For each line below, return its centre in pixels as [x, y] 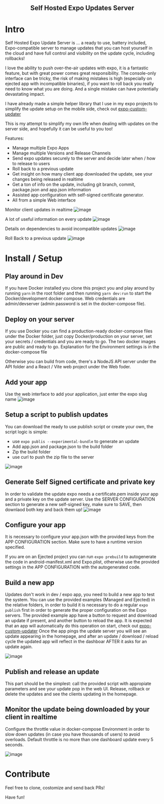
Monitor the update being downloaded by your [77, 709]
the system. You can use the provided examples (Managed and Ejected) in [80, 600]
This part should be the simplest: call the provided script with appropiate [78, 684]
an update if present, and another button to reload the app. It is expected [79, 621]
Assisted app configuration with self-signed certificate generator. [78, 195]
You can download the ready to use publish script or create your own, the [79, 426]
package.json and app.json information [52, 190]
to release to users [31, 164]
